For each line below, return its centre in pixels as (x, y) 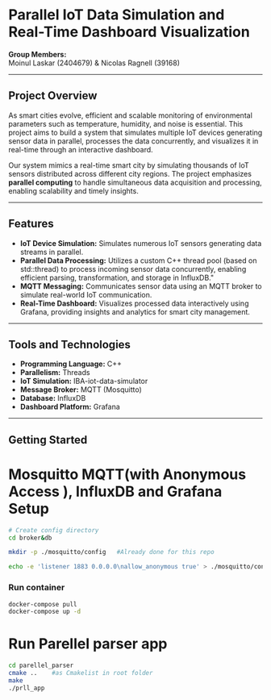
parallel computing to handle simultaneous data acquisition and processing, (135, 182)
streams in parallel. (52, 252)
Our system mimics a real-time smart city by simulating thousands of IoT (129, 165)
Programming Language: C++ (71, 364)
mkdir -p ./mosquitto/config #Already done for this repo (112, 552)
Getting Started (48, 440)
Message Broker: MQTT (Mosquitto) (81, 390)
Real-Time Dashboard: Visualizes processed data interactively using (134, 303)
